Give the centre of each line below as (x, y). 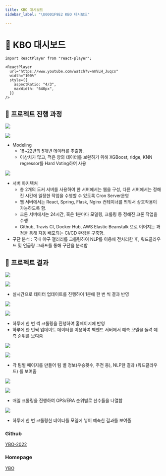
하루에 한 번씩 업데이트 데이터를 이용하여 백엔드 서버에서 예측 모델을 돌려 (82, 330)
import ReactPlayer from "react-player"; (49, 58)
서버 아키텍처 (25, 183)
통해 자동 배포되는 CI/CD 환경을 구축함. (67, 233)
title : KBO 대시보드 (24, 10)
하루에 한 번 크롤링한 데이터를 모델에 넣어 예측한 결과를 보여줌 (72, 420)
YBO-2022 (16, 444)
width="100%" (23, 76)
